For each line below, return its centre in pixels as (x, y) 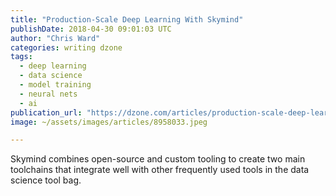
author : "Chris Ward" (55, 38)
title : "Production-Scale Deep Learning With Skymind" (127, 19)
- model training (55, 85)
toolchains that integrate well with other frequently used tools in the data (160, 170)
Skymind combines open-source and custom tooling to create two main (158, 159)
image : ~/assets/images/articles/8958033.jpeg (109, 122)
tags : (21, 57)
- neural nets (48, 94)
